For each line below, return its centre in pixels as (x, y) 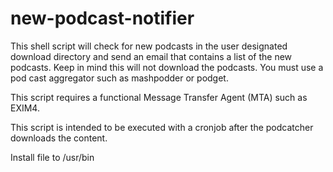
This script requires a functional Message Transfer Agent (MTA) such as (159, 97)
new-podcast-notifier (102, 18)
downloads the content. (59, 138)
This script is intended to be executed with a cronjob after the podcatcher (162, 127)
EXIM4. (25, 108)
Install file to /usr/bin (52, 157)
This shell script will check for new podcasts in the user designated (149, 46)
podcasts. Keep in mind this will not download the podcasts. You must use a (167, 67)
